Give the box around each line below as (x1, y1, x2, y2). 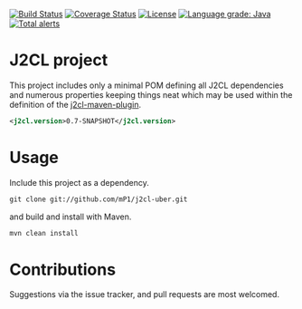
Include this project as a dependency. (9, 177, 149, 188)
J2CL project (9, 50, 109, 71)
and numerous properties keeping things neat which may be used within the (9, 89, 293, 100)
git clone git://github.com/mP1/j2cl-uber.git (9, 195, 188, 204)
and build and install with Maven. (9, 211, 132, 222)
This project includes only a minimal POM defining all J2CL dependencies (9, 80, 284, 91)
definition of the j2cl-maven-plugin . (9, 99, 142, 110)
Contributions (9, 259, 116, 280)
